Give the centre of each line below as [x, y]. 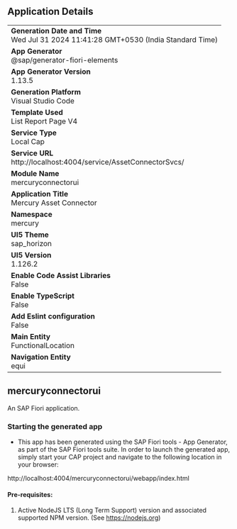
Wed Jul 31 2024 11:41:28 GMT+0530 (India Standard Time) [115, 40]
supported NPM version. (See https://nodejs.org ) [89, 518]
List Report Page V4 [44, 121]
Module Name [35, 173]
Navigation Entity [41, 357]
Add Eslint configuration [53, 316]
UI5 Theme [30, 235]
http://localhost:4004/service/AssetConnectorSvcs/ [98, 162]
